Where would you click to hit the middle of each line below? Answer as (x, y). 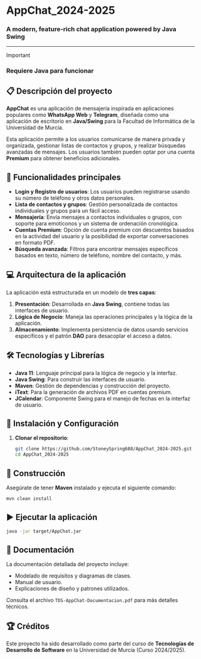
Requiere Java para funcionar (50, 71)
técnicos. (18, 607)
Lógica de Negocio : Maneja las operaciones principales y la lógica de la (103, 317)
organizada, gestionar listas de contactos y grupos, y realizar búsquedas (96, 146)
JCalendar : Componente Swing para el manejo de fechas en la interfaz (103, 398)
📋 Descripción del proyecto (59, 91)
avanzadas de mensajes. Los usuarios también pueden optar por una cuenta (100, 152)
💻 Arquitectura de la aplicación (66, 275)
